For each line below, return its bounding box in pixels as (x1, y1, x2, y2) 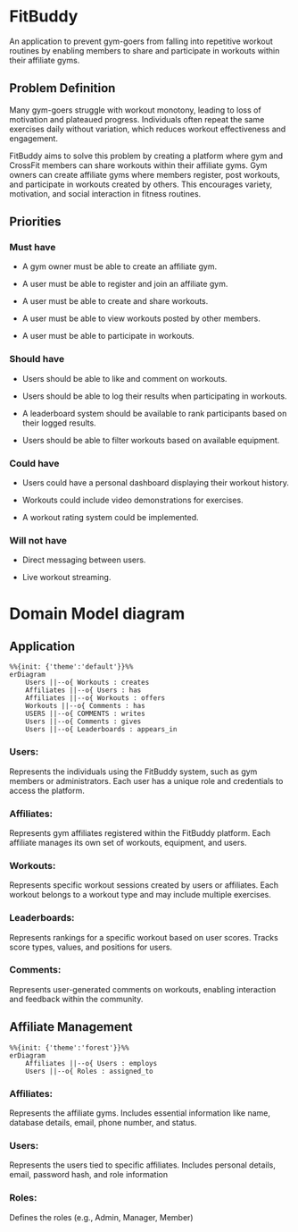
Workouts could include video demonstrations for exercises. (21, 494, 244, 506)
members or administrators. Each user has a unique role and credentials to (9, 775, 284, 786)
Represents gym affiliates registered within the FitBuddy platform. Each (9, 827, 270, 838)
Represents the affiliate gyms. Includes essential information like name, (9, 1107, 270, 1118)
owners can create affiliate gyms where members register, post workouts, (9, 169, 281, 180)
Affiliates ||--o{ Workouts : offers (25, 694, 166, 703)
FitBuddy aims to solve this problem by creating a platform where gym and (9, 150, 284, 161)
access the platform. (9, 785, 85, 796)
